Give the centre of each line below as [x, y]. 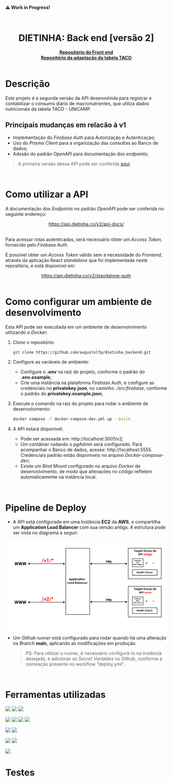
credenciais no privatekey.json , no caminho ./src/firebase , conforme [94, 388]
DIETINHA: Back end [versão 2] [86, 38]
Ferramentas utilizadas [56, 695]
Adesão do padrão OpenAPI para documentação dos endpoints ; [81, 154]
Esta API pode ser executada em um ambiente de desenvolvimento [76, 327]
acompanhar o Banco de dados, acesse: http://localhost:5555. [86, 450]
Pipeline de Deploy [46, 508]
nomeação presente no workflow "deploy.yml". [75, 664]
